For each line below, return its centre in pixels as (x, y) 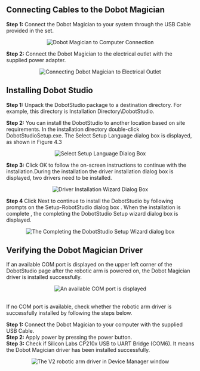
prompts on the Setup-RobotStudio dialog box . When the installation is (93, 207)
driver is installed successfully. (44, 277)
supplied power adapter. (36, 60)
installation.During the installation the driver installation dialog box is (90, 171)
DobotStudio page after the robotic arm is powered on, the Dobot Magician (98, 271)
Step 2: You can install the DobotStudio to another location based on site (96, 122)
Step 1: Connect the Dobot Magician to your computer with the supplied (95, 324)
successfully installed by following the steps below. (69, 313)
